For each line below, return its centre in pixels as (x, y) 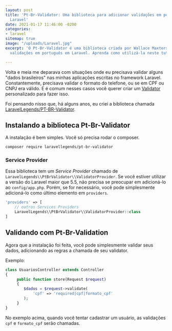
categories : (18, 29)
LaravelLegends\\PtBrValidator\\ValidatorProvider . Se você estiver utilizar (86, 177)
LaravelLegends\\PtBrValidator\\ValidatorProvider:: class (78, 212)
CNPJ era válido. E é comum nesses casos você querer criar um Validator (83, 88)
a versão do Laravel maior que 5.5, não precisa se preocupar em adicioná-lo (86, 182)
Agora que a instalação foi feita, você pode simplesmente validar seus (79, 245)
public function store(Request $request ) (61, 279)
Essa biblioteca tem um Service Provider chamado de (62, 171)
